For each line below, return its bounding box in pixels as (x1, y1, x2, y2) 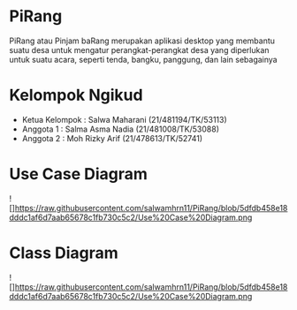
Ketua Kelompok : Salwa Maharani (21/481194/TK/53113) (21, 114, 227, 125)
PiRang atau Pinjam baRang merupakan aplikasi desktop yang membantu (9, 35, 276, 46)
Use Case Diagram (9, 164, 148, 185)
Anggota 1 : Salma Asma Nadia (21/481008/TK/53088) (21, 124, 219, 134)
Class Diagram (9, 243, 119, 262)
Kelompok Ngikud (9, 86, 143, 105)
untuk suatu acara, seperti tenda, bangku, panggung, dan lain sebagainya (9, 54, 278, 64)
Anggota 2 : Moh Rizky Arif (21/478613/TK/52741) (21, 132, 203, 143)
